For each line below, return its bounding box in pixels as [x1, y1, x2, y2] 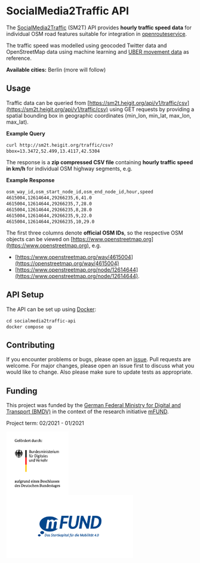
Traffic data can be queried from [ [6, 99, 90, 106]
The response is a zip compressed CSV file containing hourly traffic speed [6, 158, 193, 165]
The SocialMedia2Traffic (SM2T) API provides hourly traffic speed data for [6, 24, 192, 31]
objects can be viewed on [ [6, 235, 73, 242]
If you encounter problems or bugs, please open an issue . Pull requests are [6, 356, 191, 363]
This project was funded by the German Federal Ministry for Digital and [6, 402, 181, 409]
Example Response [6, 176, 55, 183]
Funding [6, 386, 38, 396]
